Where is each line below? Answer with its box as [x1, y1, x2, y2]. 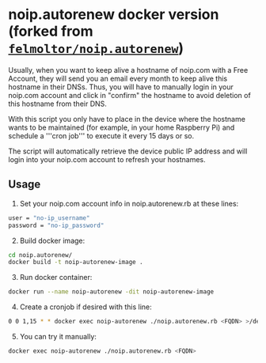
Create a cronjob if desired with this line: [19, 302, 152, 312]
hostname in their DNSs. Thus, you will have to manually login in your [8, 81, 234, 92]
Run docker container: [19, 273, 93, 282]
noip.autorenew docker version [8, 6, 219, 24]
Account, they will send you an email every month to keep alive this [8, 74, 228, 83]
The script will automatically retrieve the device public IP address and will [8, 146, 248, 156]
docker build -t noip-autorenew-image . [8, 259, 144, 267]
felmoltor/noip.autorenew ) [8, 40, 184, 57]
